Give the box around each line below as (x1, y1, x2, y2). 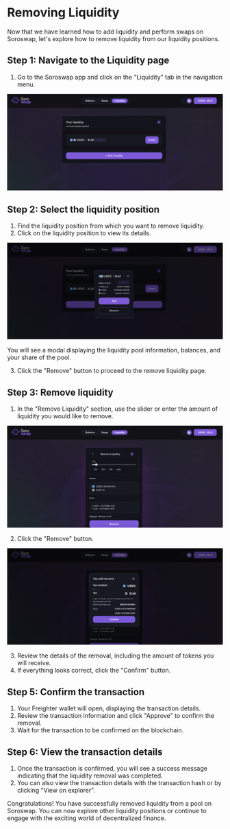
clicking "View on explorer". (16, 786, 96, 794)
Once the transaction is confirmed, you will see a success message (16, 764, 207, 772)
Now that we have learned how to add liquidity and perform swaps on (7, 27, 204, 36)
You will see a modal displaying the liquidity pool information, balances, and (7, 346, 221, 355)
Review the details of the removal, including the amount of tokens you (16, 651, 214, 660)
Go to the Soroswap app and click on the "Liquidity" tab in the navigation (16, 73, 222, 81)
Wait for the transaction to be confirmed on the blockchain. (16, 726, 184, 734)
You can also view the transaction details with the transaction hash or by (16, 778, 222, 786)
